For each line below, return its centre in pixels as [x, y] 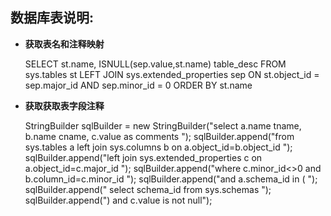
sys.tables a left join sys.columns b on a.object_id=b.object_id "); [158, 147]
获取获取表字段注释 [64, 105]
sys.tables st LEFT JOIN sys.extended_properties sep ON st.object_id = [172, 74]
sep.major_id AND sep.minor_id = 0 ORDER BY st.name [138, 85]
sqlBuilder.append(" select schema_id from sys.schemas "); [148, 189]
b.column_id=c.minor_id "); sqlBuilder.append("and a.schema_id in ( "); [171, 179]
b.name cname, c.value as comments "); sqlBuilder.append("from [159, 136]
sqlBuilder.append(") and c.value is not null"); [118, 200]
